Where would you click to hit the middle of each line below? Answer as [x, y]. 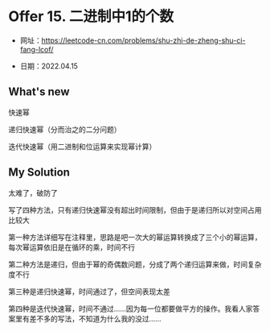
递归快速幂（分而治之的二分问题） [65, 129]
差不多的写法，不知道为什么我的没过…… [96, 318]
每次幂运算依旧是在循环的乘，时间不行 [72, 247]
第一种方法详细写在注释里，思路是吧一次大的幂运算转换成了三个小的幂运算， [135, 237]
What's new [39, 92]
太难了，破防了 [33, 192]
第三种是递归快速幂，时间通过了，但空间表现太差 [89, 292]
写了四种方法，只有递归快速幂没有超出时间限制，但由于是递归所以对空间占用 [135, 209]
